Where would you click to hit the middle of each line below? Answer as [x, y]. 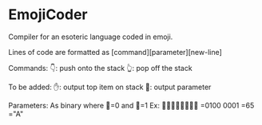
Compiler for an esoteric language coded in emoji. [91, 37]
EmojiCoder [48, 15]
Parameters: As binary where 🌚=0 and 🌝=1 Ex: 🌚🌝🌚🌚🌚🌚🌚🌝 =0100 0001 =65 [131, 105]
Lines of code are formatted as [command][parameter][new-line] [115, 52]
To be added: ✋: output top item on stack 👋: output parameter [110, 87]
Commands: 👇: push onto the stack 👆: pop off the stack [101, 68]
